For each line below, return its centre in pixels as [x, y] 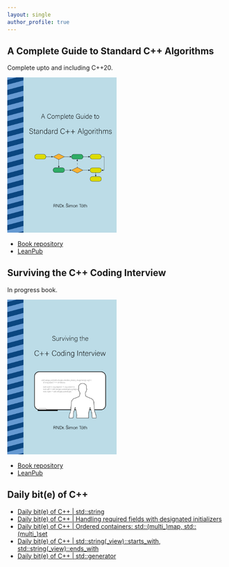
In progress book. [32, 289]
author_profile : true [39, 22]
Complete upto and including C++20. [60, 68]
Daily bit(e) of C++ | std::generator [67, 556]
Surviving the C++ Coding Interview [87, 273]
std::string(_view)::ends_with [58, 548]
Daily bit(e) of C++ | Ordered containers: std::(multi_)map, [100, 526]
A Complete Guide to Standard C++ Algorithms [111, 51]
